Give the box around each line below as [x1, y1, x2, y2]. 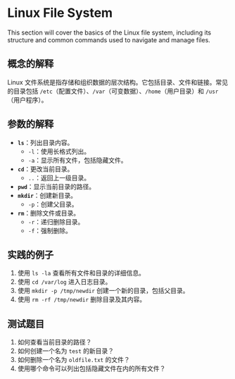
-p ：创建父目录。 [27, 199, 78, 209]
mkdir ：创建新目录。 [17, 191, 77, 199]
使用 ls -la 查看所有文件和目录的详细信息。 [17, 269, 146, 278]
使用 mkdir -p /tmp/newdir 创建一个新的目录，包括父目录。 [17, 287, 189, 295]
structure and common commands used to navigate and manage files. [7, 35, 211, 44]
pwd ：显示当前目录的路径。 [17, 182, 96, 191]
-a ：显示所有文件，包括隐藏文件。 [27, 156, 127, 164]
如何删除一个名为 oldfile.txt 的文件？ [17, 356, 130, 364]
